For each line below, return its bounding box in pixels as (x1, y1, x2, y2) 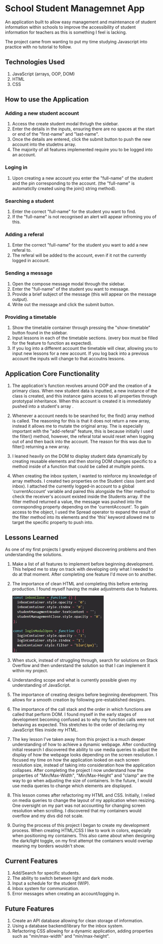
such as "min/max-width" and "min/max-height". (12, 933, 110, 939)
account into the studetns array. (12, 141, 76, 147)
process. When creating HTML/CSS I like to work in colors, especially (12, 827, 152, 833)
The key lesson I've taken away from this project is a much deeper (12, 736, 145, 742)
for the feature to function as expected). (12, 340, 92, 346)
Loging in (5, 164, 28, 171)
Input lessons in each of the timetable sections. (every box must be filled (12, 335, 158, 341)
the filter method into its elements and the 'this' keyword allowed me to (12, 514, 155, 520)
